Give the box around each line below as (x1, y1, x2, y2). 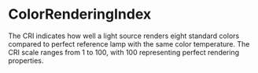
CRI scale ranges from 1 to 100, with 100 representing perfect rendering (8, 47, 240, 57)
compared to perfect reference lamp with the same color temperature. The (8, 39, 250, 48)
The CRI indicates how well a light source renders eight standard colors (8, 31, 240, 40)
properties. (8, 56, 44, 65)
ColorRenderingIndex (8, 5, 152, 23)
